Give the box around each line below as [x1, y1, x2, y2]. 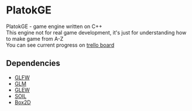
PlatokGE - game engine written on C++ [6, 23, 102, 30]
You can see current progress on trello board [6, 41, 115, 48]
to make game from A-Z [6, 35, 64, 42]
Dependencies [6, 58, 60, 68]
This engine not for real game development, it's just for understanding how [6, 29, 187, 36]
